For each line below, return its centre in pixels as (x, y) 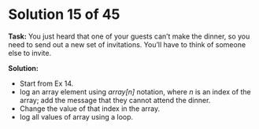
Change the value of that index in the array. (90, 109)
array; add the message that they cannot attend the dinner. (115, 100)
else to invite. (30, 53)
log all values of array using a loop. (76, 116)
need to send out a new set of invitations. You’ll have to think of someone (127, 44)
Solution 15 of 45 (64, 15)
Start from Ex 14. (46, 83)
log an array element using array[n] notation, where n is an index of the (135, 91)
